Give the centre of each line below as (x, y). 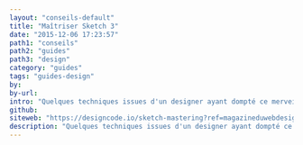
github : (24, 110)
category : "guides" (46, 68)
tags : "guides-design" (52, 77)
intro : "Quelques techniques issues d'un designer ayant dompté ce (139, 101)
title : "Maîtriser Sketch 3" (64, 26)
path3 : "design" (40, 59)
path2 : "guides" (40, 51)
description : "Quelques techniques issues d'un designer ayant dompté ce (151, 127)
